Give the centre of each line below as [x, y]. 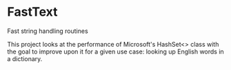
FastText [32, 12]
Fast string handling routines [48, 31]
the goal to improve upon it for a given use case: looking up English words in [115, 51]
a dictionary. [25, 58]
